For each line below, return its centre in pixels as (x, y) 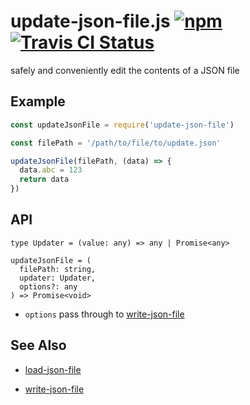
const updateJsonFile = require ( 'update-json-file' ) (122, 125)
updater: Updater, (58, 278)
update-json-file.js (90, 21)
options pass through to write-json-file (104, 314)
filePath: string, (58, 269)
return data (44, 180)
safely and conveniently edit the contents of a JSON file (125, 70)
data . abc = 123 (51, 170)
